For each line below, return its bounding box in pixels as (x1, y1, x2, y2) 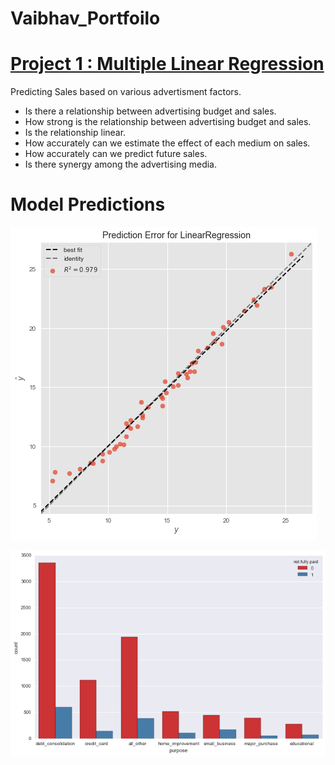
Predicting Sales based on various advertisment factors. (10, 86, 242, 98)
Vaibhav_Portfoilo (10, 7, 161, 30)
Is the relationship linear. (24, 127, 127, 139)
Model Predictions (10, 193, 166, 216)
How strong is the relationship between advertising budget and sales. (24, 116, 312, 128)
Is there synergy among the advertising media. (24, 158, 218, 171)
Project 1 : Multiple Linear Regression (10, 53, 325, 76)
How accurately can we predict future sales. (24, 148, 208, 160)
